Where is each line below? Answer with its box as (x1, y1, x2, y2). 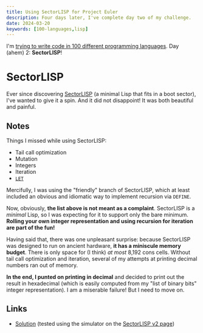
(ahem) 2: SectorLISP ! (6, 49, 63, 57)
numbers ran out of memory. (6, 262, 78, 269)
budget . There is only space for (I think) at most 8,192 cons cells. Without (6, 249, 190, 256)
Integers (15, 162, 36, 169)
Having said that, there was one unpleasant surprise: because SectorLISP (6, 236, 191, 243)
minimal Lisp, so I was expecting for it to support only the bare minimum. (6, 211, 188, 218)
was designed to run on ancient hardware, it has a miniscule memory (6, 242, 181, 249)
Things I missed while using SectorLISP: (6, 137, 107, 144)
